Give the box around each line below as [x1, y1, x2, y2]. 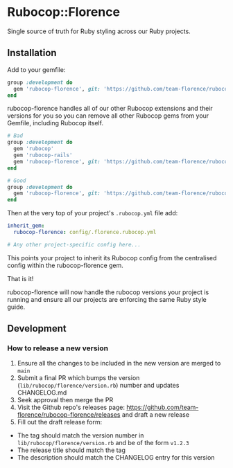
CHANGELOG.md [17, 388, 67, 397]
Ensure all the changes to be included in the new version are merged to [17, 359, 221, 368]
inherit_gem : [7, 222, 45, 229]
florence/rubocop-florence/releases [17, 411, 121, 419]
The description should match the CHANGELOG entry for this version [17, 453, 215, 462]
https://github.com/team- [126, 403, 199, 412]
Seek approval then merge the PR [17, 396, 114, 404]
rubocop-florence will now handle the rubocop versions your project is [7, 288, 209, 296]
